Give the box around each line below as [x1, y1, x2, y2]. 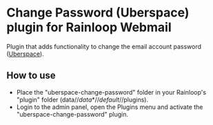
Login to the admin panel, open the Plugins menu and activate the [16, 102, 203, 111]
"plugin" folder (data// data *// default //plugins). [16, 95, 149, 104]
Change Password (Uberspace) [6, 5, 190, 21]
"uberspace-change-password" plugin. [16, 110, 129, 118]
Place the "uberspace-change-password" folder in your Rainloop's [16, 88, 207, 96]
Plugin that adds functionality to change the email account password [6, 42, 201, 50]
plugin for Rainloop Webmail [6, 19, 172, 35]
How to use [6, 70, 56, 81]
